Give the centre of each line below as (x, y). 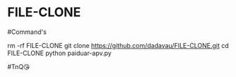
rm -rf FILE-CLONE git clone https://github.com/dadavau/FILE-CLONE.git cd (118, 45)
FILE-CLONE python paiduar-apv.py (59, 53)
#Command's (27, 32)
